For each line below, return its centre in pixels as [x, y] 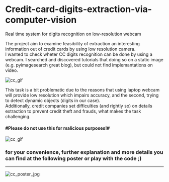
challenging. [18, 116]
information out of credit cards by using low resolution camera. [70, 49]
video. [12, 70]
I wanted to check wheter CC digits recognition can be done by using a [79, 54]
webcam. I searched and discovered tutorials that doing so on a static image [84, 59]
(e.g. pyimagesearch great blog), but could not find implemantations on [79, 65]
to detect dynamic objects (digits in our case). [53, 100]
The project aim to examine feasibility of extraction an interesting [72, 43]
